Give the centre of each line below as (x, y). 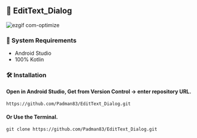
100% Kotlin (29, 60)
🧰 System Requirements (41, 40)
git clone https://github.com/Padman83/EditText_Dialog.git (82, 129)
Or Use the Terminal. (32, 117)
